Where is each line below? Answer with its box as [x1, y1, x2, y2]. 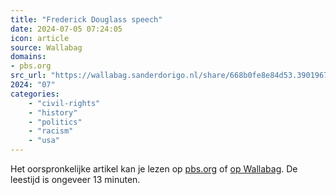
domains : [10, 52, 47, 62]
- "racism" [28, 126, 74, 136]
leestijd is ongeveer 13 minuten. [10, 174, 141, 185]
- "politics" [28, 117, 83, 127]
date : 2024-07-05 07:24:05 [10, 24, 123, 34]
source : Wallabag [10, 42, 83, 53]
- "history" [28, 107, 78, 118]
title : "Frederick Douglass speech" [10, 14, 163, 25]
